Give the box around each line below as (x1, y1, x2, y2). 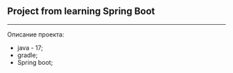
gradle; (17, 51, 38, 59)
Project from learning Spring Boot (7, 6, 155, 17)
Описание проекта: (7, 30, 64, 39)
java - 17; (17, 43, 44, 52)
